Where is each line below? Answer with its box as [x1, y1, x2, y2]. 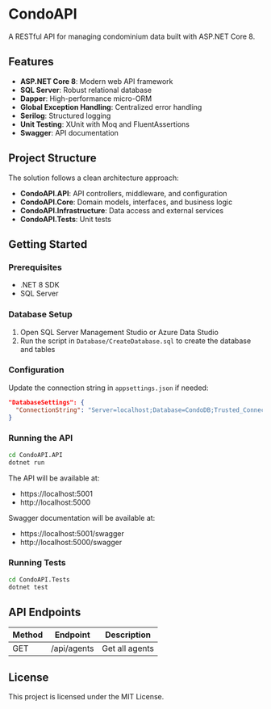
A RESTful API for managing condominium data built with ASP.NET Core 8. [8, 31, 256, 41]
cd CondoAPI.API [8, 451, 63, 459]
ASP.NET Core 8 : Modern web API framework [19, 76, 173, 86]
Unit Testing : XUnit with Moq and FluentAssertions [19, 119, 190, 129]
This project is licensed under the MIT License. [8, 692, 165, 702]
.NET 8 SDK [19, 280, 60, 290]
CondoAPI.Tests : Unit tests [19, 214, 111, 224]
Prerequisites [8, 262, 62, 273]
